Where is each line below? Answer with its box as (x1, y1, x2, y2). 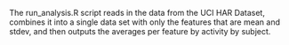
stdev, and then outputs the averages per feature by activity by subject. (9, 26, 271, 36)
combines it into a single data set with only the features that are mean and (9, 17, 281, 27)
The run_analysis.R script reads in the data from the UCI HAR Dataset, (9, 8, 265, 18)
